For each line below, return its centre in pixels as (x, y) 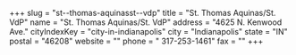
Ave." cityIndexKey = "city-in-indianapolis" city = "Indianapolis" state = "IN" (148, 31)
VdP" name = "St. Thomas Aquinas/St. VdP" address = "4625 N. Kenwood (146, 22)
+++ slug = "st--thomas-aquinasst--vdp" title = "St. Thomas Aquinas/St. (143, 13)
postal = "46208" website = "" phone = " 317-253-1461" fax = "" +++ (136, 41)
